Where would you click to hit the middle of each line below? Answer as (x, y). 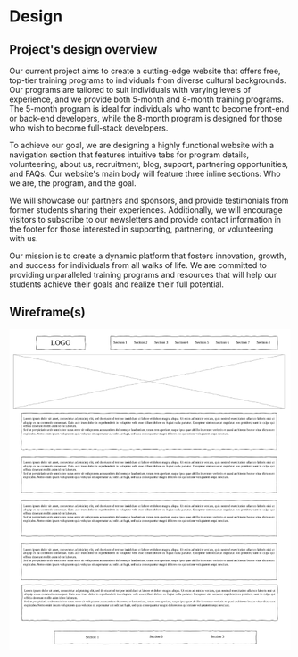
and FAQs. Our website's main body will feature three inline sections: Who (145, 173)
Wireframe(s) (48, 312)
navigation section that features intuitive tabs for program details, (129, 155)
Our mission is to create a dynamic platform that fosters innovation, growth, (148, 256)
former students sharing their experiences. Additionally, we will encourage (146, 210)
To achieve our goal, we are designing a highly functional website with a (142, 145)
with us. (24, 238)
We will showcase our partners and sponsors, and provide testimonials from (149, 200)
